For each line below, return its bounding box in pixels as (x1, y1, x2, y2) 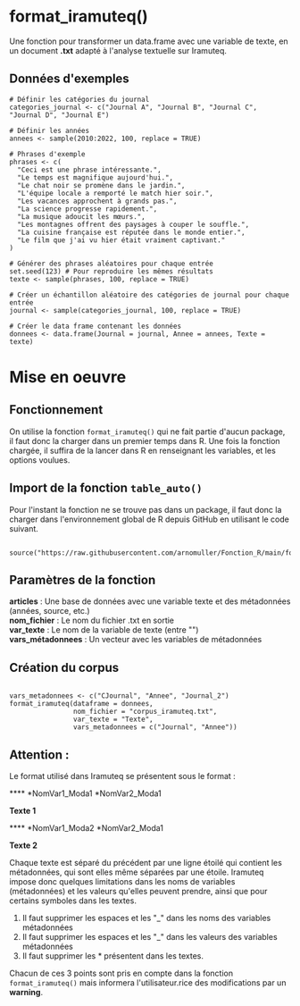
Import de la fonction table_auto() (9, 481, 203, 496)
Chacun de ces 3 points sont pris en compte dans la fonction (9, 968, 234, 978)
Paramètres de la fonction (9, 572, 156, 587)
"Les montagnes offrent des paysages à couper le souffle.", (17, 220, 250, 229)
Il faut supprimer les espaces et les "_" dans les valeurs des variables (21, 932, 279, 942)
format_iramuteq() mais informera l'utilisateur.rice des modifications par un (9, 977, 287, 988)
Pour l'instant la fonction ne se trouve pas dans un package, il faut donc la (9, 504, 282, 515)
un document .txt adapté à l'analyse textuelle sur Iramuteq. (9, 45, 228, 55)
